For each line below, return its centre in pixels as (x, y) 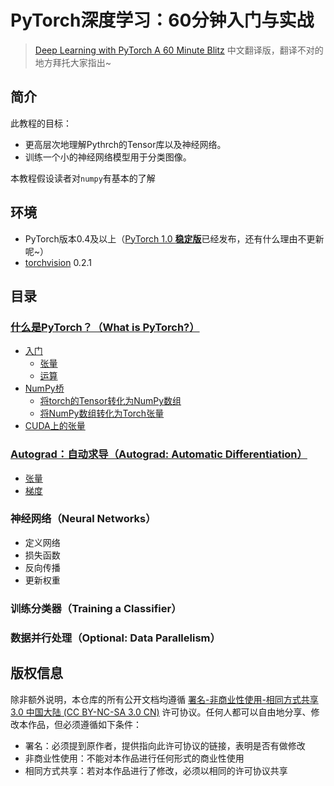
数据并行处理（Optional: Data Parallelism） (115, 638)
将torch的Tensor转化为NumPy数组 (110, 401)
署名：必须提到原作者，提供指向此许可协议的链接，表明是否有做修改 (165, 745)
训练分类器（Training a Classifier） (96, 608)
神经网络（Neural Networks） (83, 519)
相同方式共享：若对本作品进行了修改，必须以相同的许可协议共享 (156, 770)
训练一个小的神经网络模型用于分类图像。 (108, 157)
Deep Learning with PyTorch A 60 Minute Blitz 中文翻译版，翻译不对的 (179, 50)
